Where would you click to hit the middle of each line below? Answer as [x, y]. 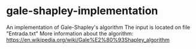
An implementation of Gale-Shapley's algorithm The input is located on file [98, 27]
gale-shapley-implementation [82, 11]
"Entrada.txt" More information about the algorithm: [70, 33]
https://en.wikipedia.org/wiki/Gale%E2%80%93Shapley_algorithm [88, 40]
